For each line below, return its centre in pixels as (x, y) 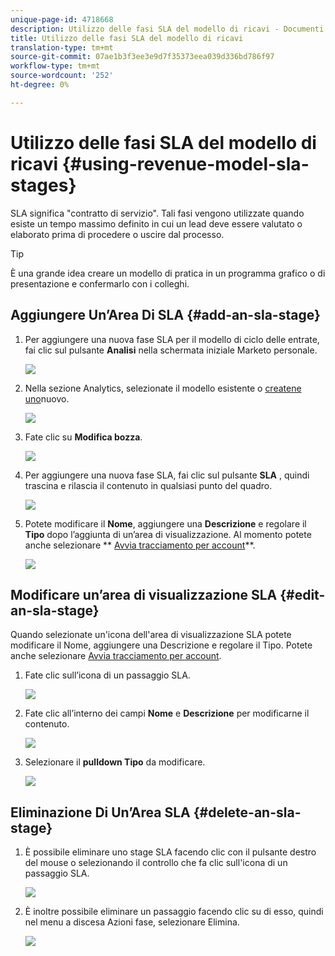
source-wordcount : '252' (62, 76)
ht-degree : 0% (40, 85)
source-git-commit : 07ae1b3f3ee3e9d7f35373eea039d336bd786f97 (142, 57)
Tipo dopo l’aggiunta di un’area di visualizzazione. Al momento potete (168, 534)
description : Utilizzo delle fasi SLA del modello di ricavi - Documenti (167, 29)
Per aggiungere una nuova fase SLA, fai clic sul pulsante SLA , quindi (167, 475)
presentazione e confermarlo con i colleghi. (100, 283)
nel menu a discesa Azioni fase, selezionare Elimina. (132, 922)
